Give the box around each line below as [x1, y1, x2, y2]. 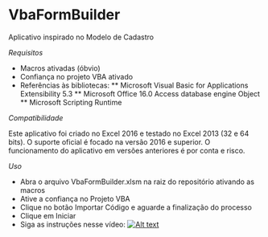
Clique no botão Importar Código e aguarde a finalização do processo [19, 202, 252, 212]
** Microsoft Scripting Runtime [19, 97, 122, 107]
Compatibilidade [8, 112, 64, 122]
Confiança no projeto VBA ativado [19, 72, 134, 81]
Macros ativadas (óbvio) [19, 63, 101, 73]
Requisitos [8, 47, 43, 57]
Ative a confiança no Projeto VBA [19, 194, 130, 203]
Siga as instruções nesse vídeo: [19, 219, 126, 229]
